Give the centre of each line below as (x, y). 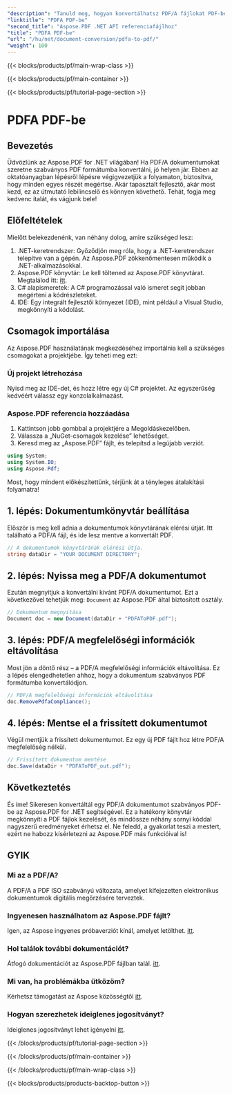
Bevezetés (30, 146)
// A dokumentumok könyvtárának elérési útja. (75, 548)
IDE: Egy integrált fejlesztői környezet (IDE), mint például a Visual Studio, (120, 302)
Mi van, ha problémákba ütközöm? (66, 981)
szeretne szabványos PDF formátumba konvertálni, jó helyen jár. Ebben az (113, 169)
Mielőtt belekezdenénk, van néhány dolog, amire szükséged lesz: (100, 237)
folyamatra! (23, 489)
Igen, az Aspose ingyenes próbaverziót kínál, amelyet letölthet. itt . (101, 930)
